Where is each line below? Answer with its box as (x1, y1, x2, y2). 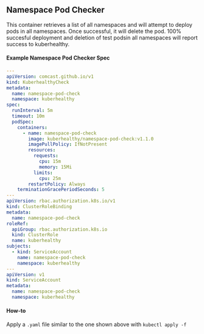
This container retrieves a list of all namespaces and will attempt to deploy (6, 21, 193, 28)
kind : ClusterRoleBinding (6, 204, 72, 210)
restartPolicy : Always (28, 181, 86, 187)
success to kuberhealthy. (6, 40, 70, 47)
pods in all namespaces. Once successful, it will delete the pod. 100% (6, 27, 181, 35)
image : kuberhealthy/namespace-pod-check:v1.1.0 (28, 136, 154, 142)
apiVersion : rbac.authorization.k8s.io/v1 (6, 198, 116, 204)
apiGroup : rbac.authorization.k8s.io (12, 226, 108, 232)
